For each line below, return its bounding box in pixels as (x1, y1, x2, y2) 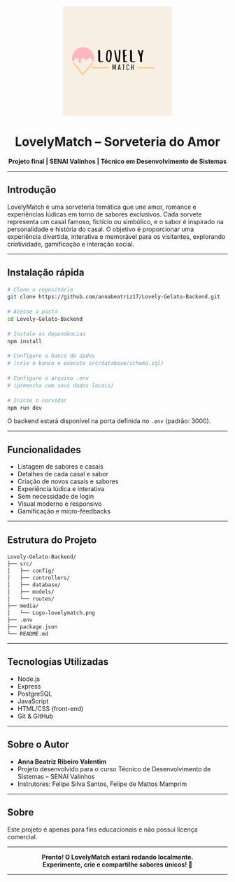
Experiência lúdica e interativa (17, 485, 105, 493)
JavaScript (17, 696, 49, 705)
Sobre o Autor (7, 738, 69, 751)
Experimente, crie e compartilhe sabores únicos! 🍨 (42, 860, 193, 869)
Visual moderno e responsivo (17, 499, 102, 508)
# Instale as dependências (7, 330, 86, 338)
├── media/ (7, 602, 39, 609)
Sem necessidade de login (17, 492, 94, 501)
